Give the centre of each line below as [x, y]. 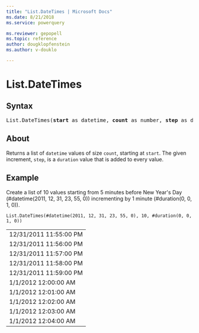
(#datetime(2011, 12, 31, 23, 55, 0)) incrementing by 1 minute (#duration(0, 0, [99, 198]
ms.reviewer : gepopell [34, 33]
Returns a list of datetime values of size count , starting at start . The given [96, 153]
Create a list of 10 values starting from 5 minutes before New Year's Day [94, 192]
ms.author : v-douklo [32, 50]
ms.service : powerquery [36, 23]
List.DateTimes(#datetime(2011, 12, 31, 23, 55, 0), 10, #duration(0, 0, [99, 216]
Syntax [20, 106]
